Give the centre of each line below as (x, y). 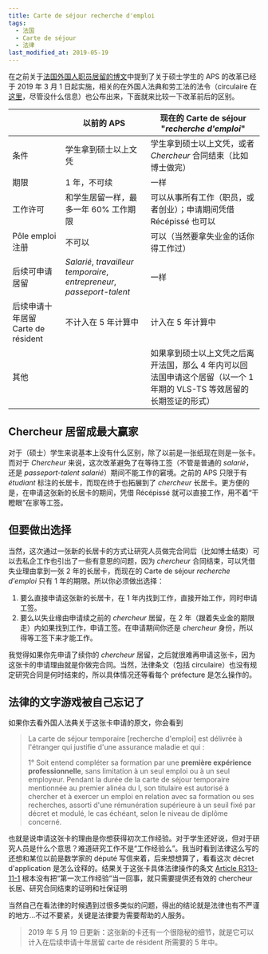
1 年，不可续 (89, 182)
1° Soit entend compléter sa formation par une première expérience (140, 762)
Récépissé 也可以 (183, 222)
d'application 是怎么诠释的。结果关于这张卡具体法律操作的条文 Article (122, 869)
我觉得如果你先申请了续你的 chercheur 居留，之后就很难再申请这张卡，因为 (132, 655)
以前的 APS (104, 123)
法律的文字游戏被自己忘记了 (77, 702)
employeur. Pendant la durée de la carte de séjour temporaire (128, 780)
